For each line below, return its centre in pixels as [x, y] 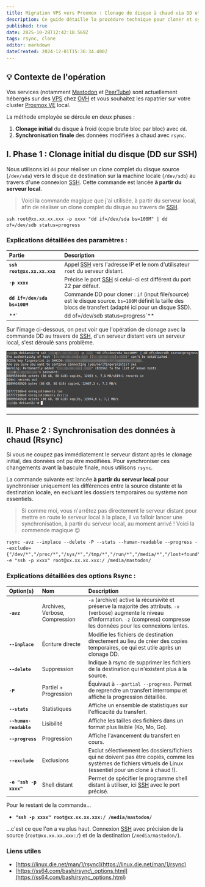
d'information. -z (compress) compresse [139, 619]
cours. [96, 742]
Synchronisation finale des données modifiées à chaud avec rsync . [101, 135]
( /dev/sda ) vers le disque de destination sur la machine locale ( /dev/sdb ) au [101, 176]
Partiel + [52, 687]
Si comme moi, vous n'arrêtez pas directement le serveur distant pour [109, 511]
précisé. [98, 792]
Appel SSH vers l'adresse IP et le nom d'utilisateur [127, 264]
